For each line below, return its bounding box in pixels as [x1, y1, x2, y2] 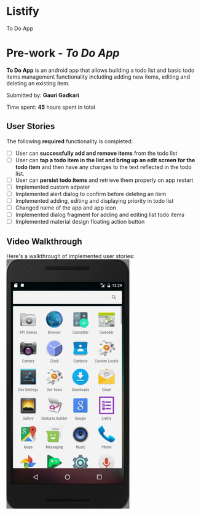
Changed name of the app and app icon [15, 204, 117, 211]
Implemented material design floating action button [15, 218, 145, 226]
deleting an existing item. [6, 79, 70, 87]
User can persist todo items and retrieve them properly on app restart [15, 176, 194, 184]
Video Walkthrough [6, 236, 82, 246]
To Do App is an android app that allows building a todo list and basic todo [6, 66, 195, 74]
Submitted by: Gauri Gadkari [6, 91, 79, 99]
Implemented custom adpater [15, 183, 90, 191]
